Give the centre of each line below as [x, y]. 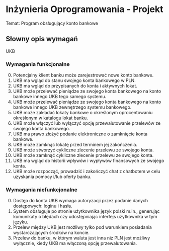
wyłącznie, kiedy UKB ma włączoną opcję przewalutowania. [75, 243]
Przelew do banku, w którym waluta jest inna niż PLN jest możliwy [81, 238]
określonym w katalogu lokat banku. [51, 118]
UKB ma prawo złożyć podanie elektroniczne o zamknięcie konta [80, 134]
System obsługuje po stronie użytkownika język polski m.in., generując [86, 211]
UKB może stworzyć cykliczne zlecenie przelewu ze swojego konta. [83, 150]
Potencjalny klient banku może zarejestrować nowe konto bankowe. [83, 75]
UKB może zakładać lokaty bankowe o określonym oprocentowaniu [83, 113]
